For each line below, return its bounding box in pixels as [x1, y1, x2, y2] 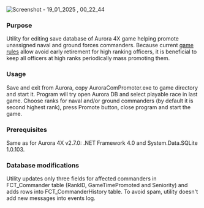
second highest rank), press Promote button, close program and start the [6, 103, 191, 110]
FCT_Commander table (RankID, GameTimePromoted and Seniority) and [6, 182, 188, 189]
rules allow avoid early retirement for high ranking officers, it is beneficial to [6, 48, 197, 55]
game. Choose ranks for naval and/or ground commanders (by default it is [6, 97, 194, 104]
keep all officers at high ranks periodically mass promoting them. [6, 55, 170, 62]
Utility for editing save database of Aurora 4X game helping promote [6, 35, 179, 42]
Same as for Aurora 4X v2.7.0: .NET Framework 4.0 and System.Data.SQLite [6, 139, 198, 147]
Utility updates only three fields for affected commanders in [6, 175, 157, 182]
